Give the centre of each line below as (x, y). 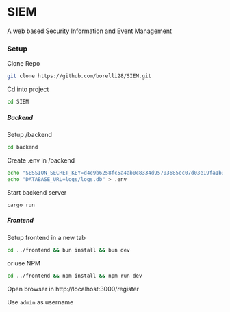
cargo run (21, 205)
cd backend (23, 147)
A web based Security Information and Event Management (90, 31)
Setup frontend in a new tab (46, 238)
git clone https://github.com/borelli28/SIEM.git (79, 76)
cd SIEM (18, 102)
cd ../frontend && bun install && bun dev (68, 250)
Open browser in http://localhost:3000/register (73, 289)
